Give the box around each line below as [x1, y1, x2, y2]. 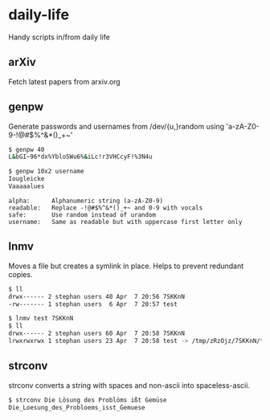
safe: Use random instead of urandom [8, 210, 157, 218]
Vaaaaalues [8, 182, 45, 190]
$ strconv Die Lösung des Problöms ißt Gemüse [8, 396, 167, 404]
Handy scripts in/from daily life [8, 32, 110, 42]
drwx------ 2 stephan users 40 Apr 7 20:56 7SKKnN [8, 292, 185, 300]
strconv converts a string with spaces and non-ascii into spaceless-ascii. [8, 380, 251, 390]
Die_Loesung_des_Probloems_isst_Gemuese [8, 403, 146, 411]
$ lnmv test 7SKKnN [8, 315, 74, 323]
